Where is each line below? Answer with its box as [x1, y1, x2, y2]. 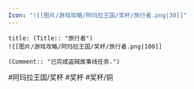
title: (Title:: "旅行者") [8, 34, 93, 42]
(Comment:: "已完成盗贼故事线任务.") [8, 58, 121, 66]
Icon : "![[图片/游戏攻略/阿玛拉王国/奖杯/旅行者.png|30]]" [8, 11, 188, 20]
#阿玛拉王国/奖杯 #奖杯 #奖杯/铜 [8, 72, 114, 82]
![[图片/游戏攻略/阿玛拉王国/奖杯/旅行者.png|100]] [8, 42, 162, 51]
